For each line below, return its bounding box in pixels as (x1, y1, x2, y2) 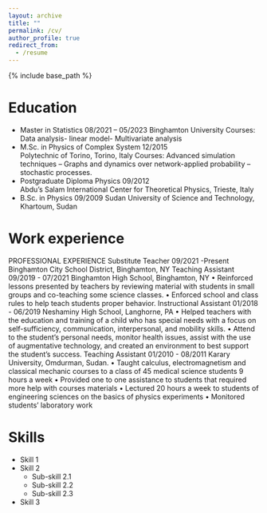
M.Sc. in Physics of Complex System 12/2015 (19, 141, 168, 152)
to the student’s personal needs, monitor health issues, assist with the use (8, 332, 251, 342)
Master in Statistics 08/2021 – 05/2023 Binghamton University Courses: (19, 125, 256, 134)
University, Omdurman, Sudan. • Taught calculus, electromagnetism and (8, 357, 246, 368)
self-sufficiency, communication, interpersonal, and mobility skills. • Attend (8, 324, 255, 333)
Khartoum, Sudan (19, 201, 78, 211)
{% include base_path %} (8, 71, 92, 80)
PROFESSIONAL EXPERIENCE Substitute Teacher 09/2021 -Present (8, 256, 230, 265)
